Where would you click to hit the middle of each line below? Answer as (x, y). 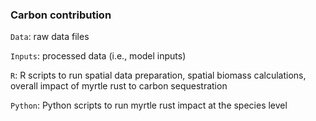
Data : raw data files (50, 37)
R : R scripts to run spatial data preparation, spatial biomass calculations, (158, 75)
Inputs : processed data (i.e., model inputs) (98, 56)
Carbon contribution (61, 15)
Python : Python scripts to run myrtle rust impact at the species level (149, 105)
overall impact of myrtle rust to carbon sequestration (119, 86)
